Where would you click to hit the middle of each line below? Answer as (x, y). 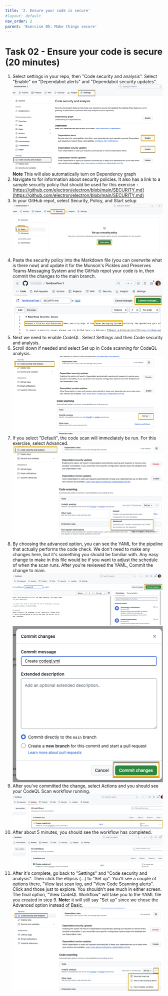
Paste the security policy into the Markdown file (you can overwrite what (87, 260)
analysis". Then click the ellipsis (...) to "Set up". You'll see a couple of (84, 878)
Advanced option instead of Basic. (48, 905)
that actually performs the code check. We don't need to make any (81, 549)
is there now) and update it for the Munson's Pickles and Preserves (81, 265)
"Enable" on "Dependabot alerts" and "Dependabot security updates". (85, 82)
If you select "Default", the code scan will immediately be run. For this (84, 438)
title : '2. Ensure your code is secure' (48, 11)
